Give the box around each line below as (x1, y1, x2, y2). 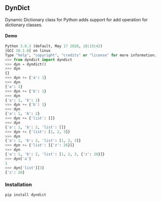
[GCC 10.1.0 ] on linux (5, 48, 51, 53)
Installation (5, 181, 32, 188)
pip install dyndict (5, 192, 47, 197)
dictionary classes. (5, 22, 43, 28)
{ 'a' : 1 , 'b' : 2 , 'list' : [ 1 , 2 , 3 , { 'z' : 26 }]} (5, 152, 105, 157)
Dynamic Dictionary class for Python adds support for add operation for (5, 16, 148, 22)
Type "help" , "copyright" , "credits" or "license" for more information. (5, 53, 157, 58)
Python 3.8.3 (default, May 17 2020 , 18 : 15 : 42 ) (5, 44, 103, 49)
